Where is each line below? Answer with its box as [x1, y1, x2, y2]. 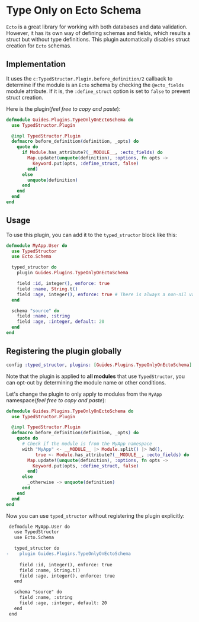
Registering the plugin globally [6, 346, 122, 356]
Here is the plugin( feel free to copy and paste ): [6, 105, 121, 113]
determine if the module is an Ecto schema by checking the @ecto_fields [6, 81, 184, 88]
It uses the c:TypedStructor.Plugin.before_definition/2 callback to [6, 75, 173, 82]
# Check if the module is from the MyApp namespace [21, 441, 152, 447]
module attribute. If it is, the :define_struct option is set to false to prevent [6, 87, 191, 95]
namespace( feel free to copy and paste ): [6, 396, 107, 403]
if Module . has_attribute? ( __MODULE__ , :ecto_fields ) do [21, 149, 163, 156]
